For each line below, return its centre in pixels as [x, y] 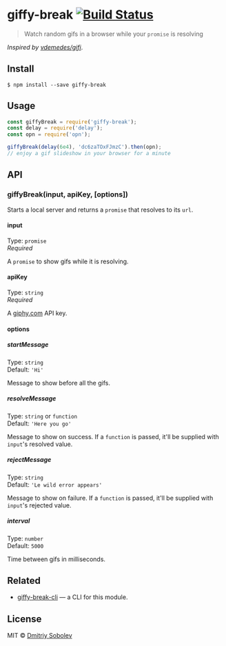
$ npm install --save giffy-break [57, 85]
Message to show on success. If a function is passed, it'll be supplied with [113, 436]
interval [19, 521]
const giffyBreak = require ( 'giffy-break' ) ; [72, 122]
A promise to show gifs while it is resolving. [68, 261]
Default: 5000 [25, 545]
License [24, 619]
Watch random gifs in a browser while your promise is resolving [113, 34]
